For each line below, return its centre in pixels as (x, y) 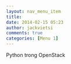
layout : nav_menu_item (33, 11)
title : (14, 17)
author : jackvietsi (30, 28)
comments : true (24, 33)
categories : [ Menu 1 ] (32, 38)
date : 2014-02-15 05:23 (35, 22)
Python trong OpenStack (36, 55)
